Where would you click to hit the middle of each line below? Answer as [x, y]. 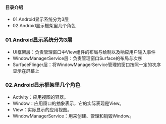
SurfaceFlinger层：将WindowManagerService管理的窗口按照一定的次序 [87, 65]
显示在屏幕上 [26, 71]
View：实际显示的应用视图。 [42, 109]
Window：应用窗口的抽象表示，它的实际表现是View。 [68, 103]
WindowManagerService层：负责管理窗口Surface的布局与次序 [77, 58]
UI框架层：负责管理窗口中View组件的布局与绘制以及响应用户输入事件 [84, 52]
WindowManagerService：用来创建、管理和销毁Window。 [73, 116]
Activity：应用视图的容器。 [40, 97]
